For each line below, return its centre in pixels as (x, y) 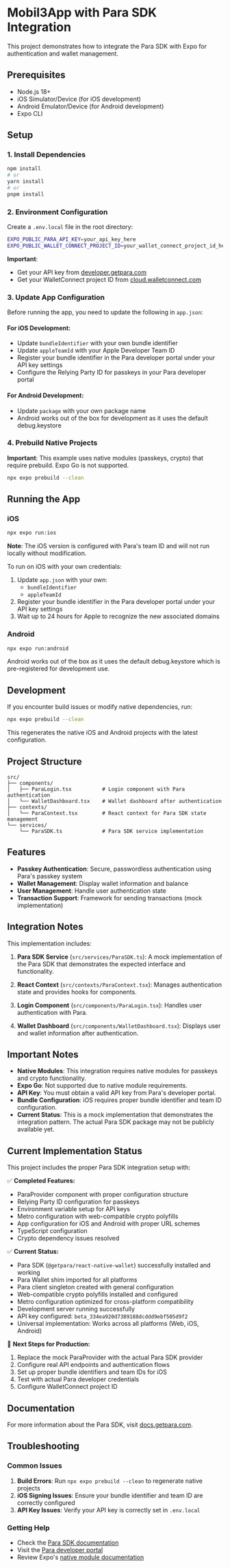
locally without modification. (47, 553)
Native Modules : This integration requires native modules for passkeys (117, 1071)
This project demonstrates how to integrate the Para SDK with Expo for (107, 46)
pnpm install (26, 194)
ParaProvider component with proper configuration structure (102, 1195)
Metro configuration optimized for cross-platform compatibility (105, 1302)
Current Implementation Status (75, 1151)
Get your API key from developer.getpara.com (82, 272)
